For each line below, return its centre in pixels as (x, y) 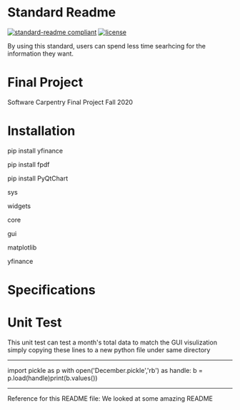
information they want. (40, 53)
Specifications (51, 290)
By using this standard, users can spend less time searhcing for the (106, 46)
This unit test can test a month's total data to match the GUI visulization (112, 342)
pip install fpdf (29, 164)
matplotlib (22, 247)
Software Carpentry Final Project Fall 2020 (70, 102)
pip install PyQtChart (38, 178)
